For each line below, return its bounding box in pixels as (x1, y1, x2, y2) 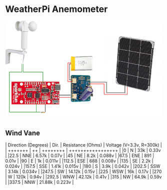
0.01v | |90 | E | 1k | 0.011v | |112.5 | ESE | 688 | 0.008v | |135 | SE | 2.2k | (5, 158, 153, 164)
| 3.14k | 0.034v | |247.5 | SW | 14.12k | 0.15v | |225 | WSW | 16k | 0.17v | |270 (5, 168, 162, 174)
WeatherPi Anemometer (5, 3, 108, 15)
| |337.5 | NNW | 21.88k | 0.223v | (5, 179, 74, 185)
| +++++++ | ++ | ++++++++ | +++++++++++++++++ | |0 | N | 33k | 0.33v (5, 147, 161, 153)
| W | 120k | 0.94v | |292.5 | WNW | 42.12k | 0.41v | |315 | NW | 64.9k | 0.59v (5, 174, 162, 180)
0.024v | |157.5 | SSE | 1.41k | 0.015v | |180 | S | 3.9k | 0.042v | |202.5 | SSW (5, 163, 160, 169)
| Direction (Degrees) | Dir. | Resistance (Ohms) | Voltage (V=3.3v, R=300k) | (5, 142, 162, 148)
